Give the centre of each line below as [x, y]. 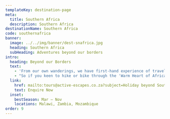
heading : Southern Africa [37, 48]
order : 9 [14, 109]
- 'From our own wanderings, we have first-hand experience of [82, 71]
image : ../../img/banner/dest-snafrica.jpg [56, 43]
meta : [11, 15]
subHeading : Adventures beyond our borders [56, 52]
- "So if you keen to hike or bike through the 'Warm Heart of [82, 76]
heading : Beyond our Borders [40, 62]
